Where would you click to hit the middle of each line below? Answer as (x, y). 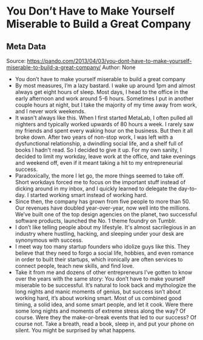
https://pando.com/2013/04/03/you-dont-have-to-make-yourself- (109, 61)
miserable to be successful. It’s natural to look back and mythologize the (105, 285)
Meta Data (26, 46)
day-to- (188, 188)
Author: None (119, 67)
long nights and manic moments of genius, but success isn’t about (98, 292)
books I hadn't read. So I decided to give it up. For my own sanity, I (98, 150)
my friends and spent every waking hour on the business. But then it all (104, 131)
